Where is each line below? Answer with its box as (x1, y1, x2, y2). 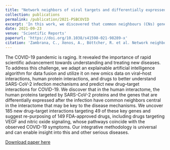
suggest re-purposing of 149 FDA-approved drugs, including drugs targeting (5, 113, 165, 119)
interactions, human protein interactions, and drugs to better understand (5, 75, 156, 81)
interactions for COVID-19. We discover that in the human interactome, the (5, 86, 160, 92)
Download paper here (5, 139, 51, 145)
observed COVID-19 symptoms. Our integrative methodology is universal (5, 124, 157, 130)
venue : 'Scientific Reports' (5, 31, 67, 36)
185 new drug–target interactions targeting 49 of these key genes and (5, 108, 151, 114)
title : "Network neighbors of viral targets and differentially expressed (5, 7, 166, 13)
